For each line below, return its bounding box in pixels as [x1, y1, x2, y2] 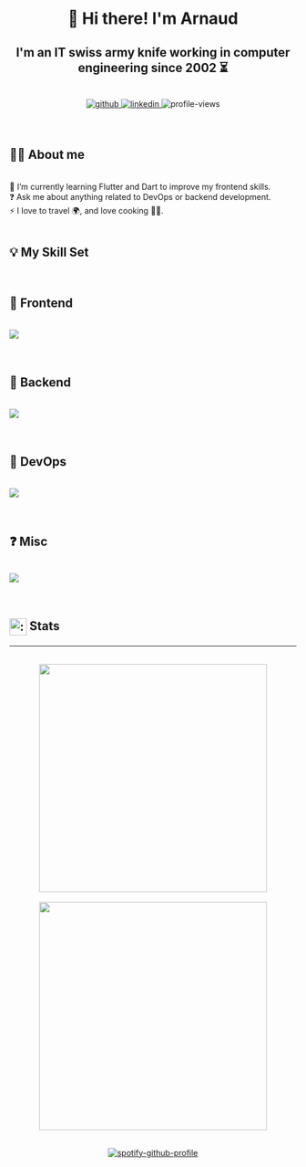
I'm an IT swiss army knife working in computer [15, 45, 291, 60]
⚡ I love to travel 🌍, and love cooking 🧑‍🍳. [9, 205, 164, 216]
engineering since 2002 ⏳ [77, 59, 229, 76]
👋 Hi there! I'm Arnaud [67, 8, 239, 29]
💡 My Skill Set [9, 245, 89, 260]
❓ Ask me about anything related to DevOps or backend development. [9, 191, 271, 202]
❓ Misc [9, 534, 48, 550]
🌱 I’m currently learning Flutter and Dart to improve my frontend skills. [9, 181, 271, 192]
